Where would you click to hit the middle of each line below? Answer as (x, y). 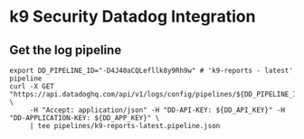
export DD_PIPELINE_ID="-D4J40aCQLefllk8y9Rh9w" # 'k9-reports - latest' (152, 70)
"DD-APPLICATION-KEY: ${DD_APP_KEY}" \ (85, 118)
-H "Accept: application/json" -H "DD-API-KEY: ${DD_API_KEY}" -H (157, 110)
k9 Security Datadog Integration (133, 17)
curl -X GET (32, 87)
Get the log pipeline (66, 50)
